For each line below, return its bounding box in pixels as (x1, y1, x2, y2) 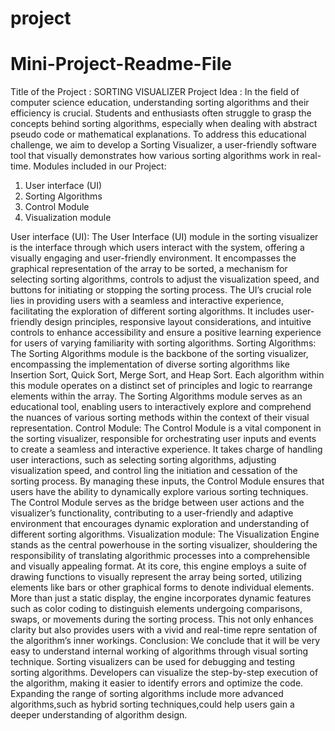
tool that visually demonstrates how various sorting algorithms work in (10, 150, 300, 162)
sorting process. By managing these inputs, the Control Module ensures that (10, 475, 325, 487)
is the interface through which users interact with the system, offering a (10, 242, 305, 254)
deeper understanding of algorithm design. (10, 709, 188, 721)
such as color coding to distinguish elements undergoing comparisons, (10, 603, 303, 615)
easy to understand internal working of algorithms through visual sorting (10, 645, 309, 657)
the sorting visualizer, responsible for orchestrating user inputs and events (10, 433, 317, 445)
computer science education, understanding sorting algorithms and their (10, 97, 310, 109)
